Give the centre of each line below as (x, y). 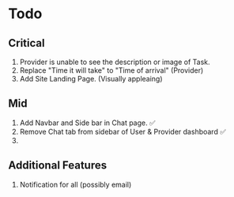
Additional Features (58, 166)
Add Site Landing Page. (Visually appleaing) (91, 79)
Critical (26, 43)
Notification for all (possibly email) (75, 184)
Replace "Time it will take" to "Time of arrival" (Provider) (111, 70)
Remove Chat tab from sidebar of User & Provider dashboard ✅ (123, 131)
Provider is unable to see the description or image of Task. (115, 62)
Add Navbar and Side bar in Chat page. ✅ (87, 123)
